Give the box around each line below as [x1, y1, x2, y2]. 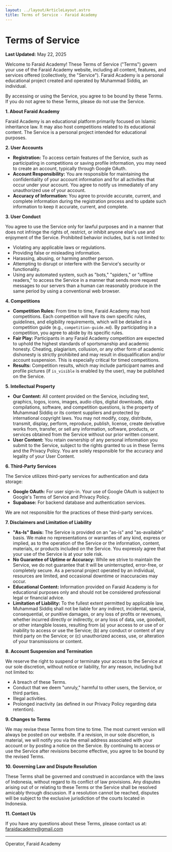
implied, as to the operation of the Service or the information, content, [12, 540, 160, 547]
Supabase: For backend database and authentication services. [12, 499, 146, 506]
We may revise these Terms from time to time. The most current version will [5, 726, 165, 732]
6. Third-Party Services [5, 463, 57, 470]
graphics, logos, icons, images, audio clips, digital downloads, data [12, 399, 155, 405]
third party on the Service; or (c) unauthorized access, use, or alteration [12, 633, 165, 639]
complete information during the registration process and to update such [12, 198, 166, 204]
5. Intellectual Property [5, 383, 55, 390]
